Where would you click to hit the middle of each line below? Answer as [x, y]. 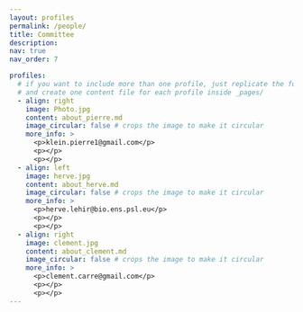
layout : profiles [42, 18]
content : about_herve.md [72, 184]
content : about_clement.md [76, 251]
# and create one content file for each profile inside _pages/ [141, 92]
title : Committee [42, 34]
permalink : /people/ [48, 26]
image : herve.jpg [58, 176]
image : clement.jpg [62, 243]
